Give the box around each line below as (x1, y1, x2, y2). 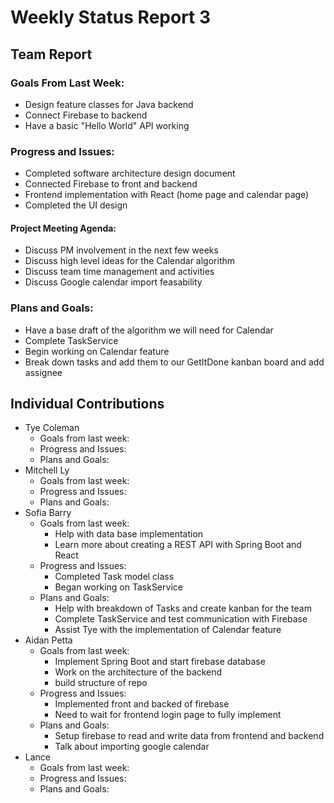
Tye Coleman (24, 422, 80, 434)
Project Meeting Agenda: (10, 222, 117, 234)
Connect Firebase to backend (24, 109, 148, 121)
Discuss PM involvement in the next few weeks (24, 244, 219, 256)
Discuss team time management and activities (24, 266, 215, 278)
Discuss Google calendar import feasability (24, 276, 203, 288)
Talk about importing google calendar (54, 741, 210, 753)
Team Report (10, 46, 93, 63)
